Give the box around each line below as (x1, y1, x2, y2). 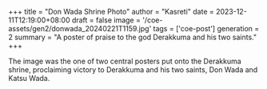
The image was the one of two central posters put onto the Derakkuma (8, 56, 241, 66)
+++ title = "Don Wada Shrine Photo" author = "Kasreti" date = (8, 7, 214, 16)
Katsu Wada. (8, 74, 50, 83)
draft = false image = (71, 15, 141, 25)
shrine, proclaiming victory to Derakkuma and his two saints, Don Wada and (8, 65, 258, 75)
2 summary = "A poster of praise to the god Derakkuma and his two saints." (8, 32, 257, 42)
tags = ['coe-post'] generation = (153, 24, 260, 33)
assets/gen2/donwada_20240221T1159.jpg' (8, 24, 152, 33)
